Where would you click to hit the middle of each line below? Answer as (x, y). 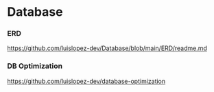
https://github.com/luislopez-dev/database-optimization (86, 81)
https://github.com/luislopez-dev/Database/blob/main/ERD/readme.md (107, 48)
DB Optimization (35, 66)
